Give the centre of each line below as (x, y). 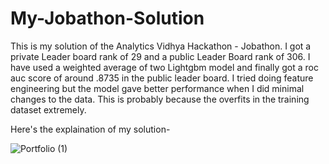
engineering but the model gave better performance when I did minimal (157, 88)
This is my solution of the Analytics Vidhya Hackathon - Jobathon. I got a (161, 46)
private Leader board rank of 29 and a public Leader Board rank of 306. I (160, 56)
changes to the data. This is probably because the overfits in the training (160, 99)
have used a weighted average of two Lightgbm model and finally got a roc (164, 67)
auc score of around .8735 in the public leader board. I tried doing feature (162, 78)
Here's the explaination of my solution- (90, 129)
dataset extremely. (48, 109)
